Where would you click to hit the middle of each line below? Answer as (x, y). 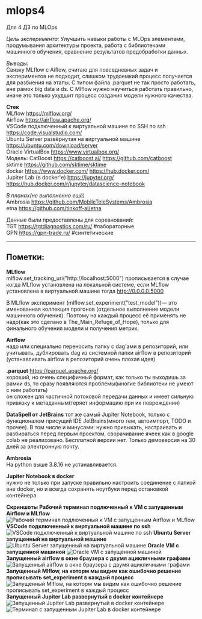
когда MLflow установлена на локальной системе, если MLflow (88, 284)
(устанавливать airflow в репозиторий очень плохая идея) (81, 359)
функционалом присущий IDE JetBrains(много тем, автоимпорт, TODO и (99, 421)
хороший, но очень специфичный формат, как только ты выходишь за (96, 377)
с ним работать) (27, 390)
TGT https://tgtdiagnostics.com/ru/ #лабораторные (70, 226)
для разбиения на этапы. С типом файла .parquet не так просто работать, (101, 82)
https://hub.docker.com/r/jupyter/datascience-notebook (76, 184)
